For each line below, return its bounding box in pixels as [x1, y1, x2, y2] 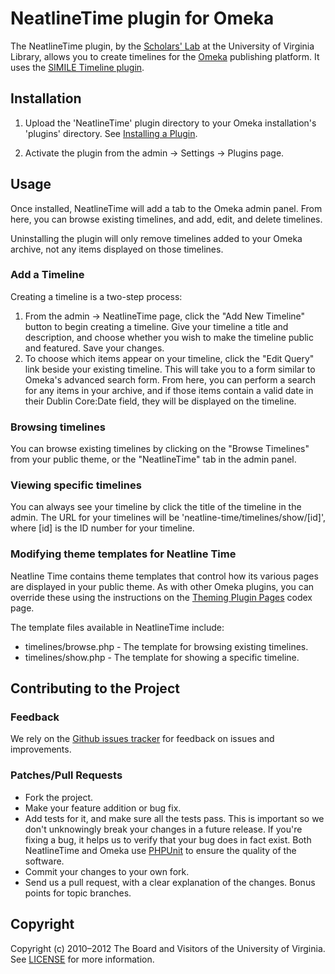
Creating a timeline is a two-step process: [10, 290, 183, 302]
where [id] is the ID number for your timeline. [10, 522, 195, 534]
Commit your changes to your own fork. [24, 865, 190, 877]
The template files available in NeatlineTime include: [10, 621, 225, 633]
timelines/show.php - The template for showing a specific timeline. [24, 651, 300, 663]
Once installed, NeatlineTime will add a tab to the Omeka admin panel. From [10, 202, 323, 214]
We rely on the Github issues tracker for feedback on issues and [10, 733, 275, 745]
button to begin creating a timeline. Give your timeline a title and [24, 320, 289, 332]
